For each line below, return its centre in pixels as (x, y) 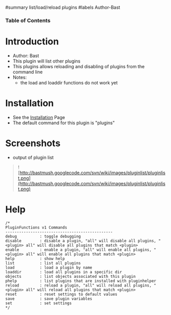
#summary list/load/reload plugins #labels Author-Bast (63, 7)
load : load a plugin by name (49, 267)
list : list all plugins (43, 263)
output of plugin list (33, 157)
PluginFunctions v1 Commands (36, 227)
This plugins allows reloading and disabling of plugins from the (79, 66)
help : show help (35, 259)
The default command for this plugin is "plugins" (64, 123)
